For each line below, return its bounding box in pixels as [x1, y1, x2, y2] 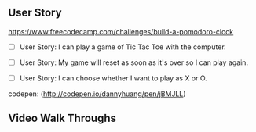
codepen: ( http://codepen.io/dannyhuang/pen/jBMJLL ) [8, 89, 186, 98]
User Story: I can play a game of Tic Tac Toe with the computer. [19, 42, 226, 52]
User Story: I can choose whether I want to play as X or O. [19, 73, 208, 83]
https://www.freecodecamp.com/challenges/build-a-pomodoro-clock [8, 27, 234, 36]
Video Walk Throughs [8, 112, 116, 125]
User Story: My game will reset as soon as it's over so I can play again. [19, 58, 249, 67]
